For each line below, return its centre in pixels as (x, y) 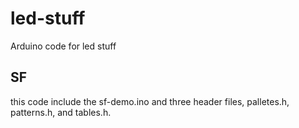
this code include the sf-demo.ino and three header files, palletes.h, (150, 101)
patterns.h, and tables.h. (61, 112)
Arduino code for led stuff (63, 46)
